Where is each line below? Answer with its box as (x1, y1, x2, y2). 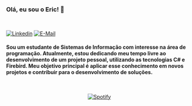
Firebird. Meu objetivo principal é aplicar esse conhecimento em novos (6, 62, 184, 69)
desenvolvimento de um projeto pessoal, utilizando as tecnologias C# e (6, 56, 185, 63)
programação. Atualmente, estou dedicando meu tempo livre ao (6, 49, 167, 57)
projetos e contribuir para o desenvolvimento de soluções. (6, 68, 153, 75)
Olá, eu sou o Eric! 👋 (6, 5, 65, 14)
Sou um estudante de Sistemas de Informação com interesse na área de (6, 44, 186, 51)
